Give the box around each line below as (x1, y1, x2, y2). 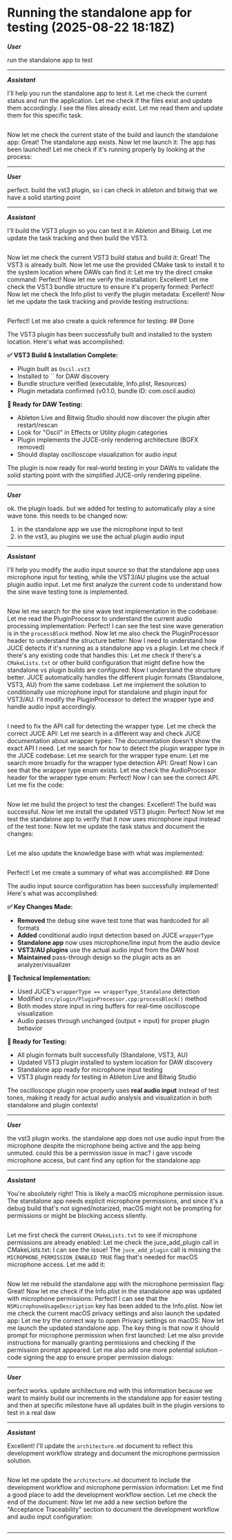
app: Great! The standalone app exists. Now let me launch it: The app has (7, 138, 216, 146)
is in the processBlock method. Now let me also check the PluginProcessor (7, 629, 219, 637)
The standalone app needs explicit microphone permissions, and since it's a (7, 1196, 224, 1205)
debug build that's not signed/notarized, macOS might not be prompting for (7, 1204, 222, 1212)
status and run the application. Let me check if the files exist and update (7, 96, 213, 104)
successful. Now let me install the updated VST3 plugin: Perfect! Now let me (7, 807, 224, 816)
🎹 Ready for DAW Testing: (7, 400, 83, 409)
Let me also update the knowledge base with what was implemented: (7, 849, 204, 857)
